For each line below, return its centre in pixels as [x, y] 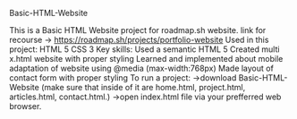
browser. [25, 106]
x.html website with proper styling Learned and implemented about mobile [146, 59]
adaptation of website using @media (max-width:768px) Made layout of [142, 68]
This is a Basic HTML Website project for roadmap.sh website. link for [138, 30]
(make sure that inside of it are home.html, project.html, [144, 87]
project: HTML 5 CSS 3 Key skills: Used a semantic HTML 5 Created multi [144, 49]
